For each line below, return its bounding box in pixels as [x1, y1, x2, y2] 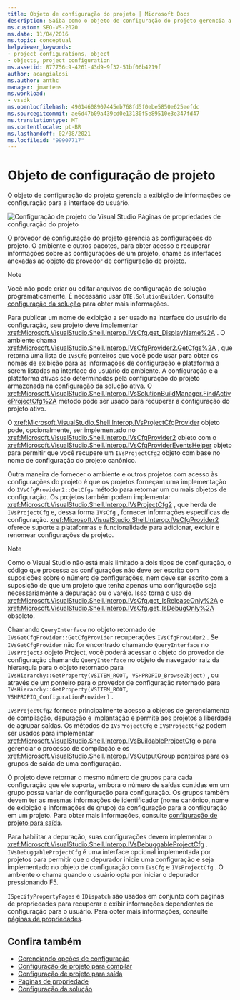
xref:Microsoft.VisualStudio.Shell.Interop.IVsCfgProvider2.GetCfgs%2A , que [7, 344, 233, 352]
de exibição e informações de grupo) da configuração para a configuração [7, 804, 227, 812]
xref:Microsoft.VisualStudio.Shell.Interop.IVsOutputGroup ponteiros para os [7, 751, 229, 761]
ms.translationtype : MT [7, 116, 79, 124]
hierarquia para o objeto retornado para [7, 664, 124, 672]
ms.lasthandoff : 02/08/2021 [7, 130, 91, 137]
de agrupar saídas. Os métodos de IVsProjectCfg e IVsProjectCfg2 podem [7, 721, 227, 730]
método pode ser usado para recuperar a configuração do [58, 397, 230, 406]
